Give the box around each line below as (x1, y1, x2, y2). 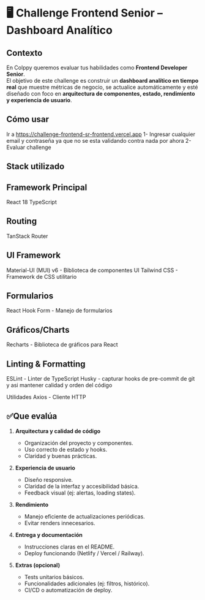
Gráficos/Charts (6, 324, 70, 335)
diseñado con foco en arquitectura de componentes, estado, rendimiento (6, 90, 195, 97)
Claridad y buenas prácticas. (24, 452, 97, 460)
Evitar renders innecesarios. (24, 519, 95, 526)
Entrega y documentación (15, 531, 83, 538)
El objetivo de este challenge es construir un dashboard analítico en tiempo (6, 77, 199, 84)
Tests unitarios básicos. (24, 573, 84, 580)
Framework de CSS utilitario (6, 273, 77, 280)
